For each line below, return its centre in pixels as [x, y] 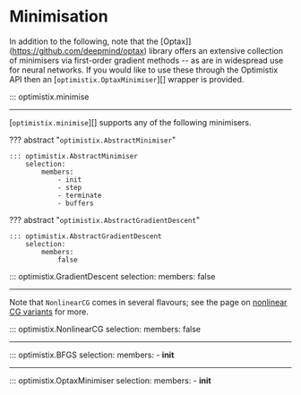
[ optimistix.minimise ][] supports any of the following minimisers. [131, 122]
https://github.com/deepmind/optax [78, 50]
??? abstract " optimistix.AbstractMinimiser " [93, 140]
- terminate [79, 195]
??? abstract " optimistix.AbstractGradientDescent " [104, 219]
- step [69, 187]
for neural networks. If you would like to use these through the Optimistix [144, 70]
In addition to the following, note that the [84, 41]
